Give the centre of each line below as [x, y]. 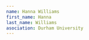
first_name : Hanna [29, 17]
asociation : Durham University [45, 28]
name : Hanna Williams [33, 11]
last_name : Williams [32, 22]
